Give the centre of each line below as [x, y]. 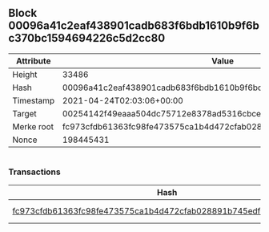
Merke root [33, 126]
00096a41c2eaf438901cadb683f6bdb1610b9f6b [134, 26]
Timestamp [34, 100]
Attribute [33, 61]
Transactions [35, 172]
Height [25, 74]
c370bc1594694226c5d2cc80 [87, 38]
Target [25, 113]
